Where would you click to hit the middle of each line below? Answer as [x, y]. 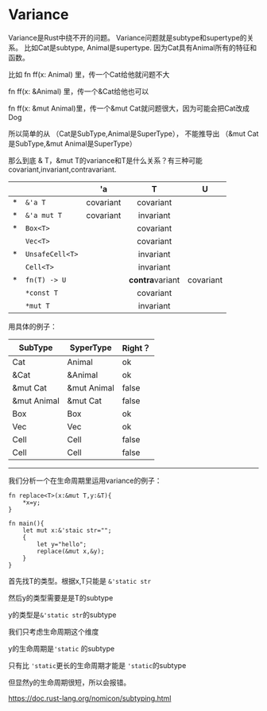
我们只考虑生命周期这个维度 [54, 631]
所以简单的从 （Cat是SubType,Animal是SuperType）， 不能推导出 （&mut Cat [133, 134]
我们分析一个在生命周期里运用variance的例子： [85, 480]
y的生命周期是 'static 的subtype [62, 648]
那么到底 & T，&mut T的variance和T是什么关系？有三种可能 [105, 160]
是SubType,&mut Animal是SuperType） [72, 143]
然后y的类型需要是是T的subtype [61, 597]
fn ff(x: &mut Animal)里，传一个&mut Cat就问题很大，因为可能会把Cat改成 [129, 108]
